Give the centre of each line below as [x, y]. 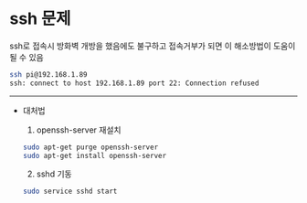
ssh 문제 [40, 19]
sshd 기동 [54, 174]
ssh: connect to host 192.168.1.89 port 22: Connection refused [134, 83]
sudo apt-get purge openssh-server [90, 147]
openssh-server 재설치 [79, 130]
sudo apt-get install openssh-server [95, 155]
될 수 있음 [26, 57]
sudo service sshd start [70, 192]
